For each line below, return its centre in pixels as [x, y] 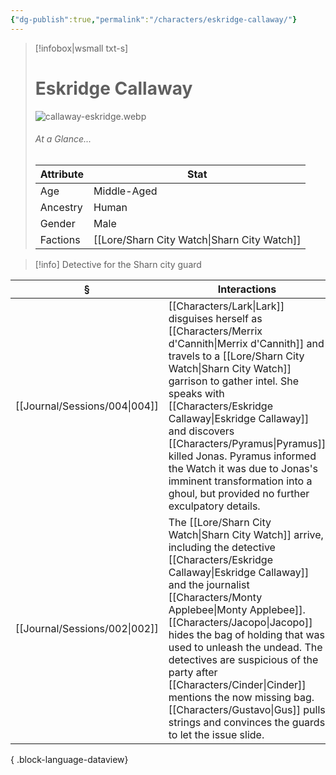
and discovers [201, 431]
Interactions [247, 289]
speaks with [196, 393]
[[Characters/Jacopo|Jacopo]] [240, 622]
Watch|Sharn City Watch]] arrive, [246, 534]
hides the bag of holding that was [247, 634]
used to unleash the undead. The [245, 647]
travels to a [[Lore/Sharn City [236, 356]
